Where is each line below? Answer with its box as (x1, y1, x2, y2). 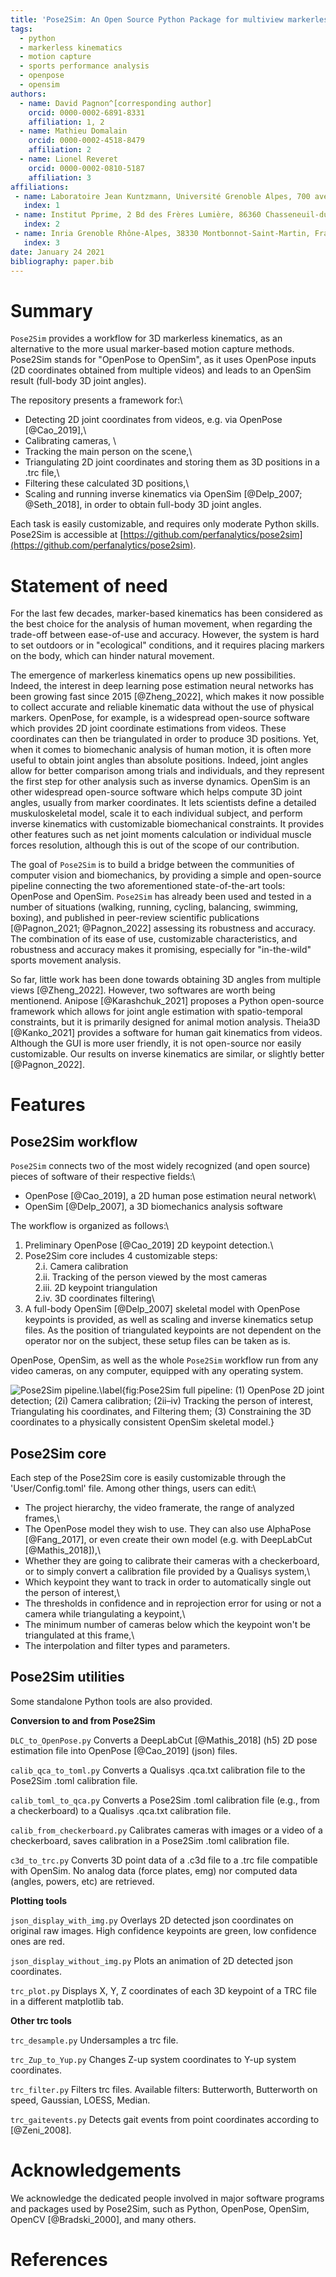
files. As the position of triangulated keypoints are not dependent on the (24, 1324, 322, 1336)
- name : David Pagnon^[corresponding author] (19, 98, 213, 108)
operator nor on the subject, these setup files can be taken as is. (24, 1335, 291, 1347)
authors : (10, 89, 47, 99)
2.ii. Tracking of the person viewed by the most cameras (34, 1271, 268, 1283)
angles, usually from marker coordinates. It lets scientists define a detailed (10, 797, 317, 809)
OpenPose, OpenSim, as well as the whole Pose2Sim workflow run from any (10, 1354, 319, 1366)
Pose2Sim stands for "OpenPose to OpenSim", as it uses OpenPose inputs (10, 354, 317, 366)
